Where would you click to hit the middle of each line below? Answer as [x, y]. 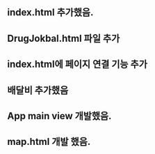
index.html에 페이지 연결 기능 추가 [77, 64]
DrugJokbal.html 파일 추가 [64, 38]
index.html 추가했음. [50, 13]
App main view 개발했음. [59, 116]
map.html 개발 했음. [49, 142]
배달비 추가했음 [38, 90]
